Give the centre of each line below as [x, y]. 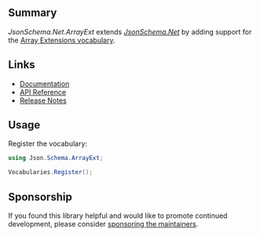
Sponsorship [40, 196]
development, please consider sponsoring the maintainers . [103, 224]
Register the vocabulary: [48, 143]
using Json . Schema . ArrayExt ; [56, 158]
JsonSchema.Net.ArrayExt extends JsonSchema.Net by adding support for [130, 31]
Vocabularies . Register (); [50, 172]
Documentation [44, 84]
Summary [33, 13]
